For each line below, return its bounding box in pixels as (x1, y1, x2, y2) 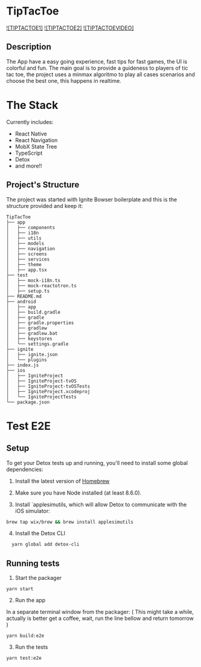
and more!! (14, 162, 42, 169)
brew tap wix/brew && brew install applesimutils (6, 519, 134, 525)
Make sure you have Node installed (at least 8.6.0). (14, 489, 142, 496)
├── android (6, 298, 36, 305)
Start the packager (14, 574, 62, 582)
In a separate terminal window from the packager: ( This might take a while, (6, 608, 194, 616)
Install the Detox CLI (14, 530, 65, 537)
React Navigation (14, 136, 58, 143)
